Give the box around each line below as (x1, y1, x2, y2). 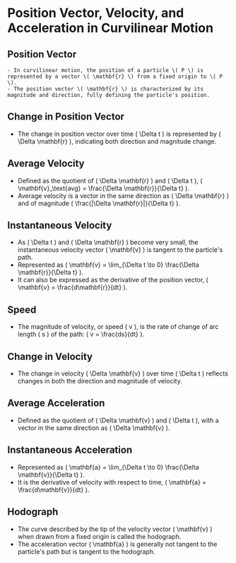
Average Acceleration (7, 397, 105, 410)
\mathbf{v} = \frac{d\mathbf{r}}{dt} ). (17, 283, 128, 291)
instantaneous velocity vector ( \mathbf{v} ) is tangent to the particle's (17, 245, 223, 254)
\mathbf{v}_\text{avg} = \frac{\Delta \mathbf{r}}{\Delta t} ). (17, 184, 189, 192)
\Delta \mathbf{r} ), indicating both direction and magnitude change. (17, 137, 217, 146)
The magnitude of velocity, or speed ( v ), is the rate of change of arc (17, 323, 219, 331)
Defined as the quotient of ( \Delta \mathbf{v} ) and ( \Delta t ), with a (17, 416, 219, 424)
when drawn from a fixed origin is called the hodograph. (17, 532, 182, 540)
